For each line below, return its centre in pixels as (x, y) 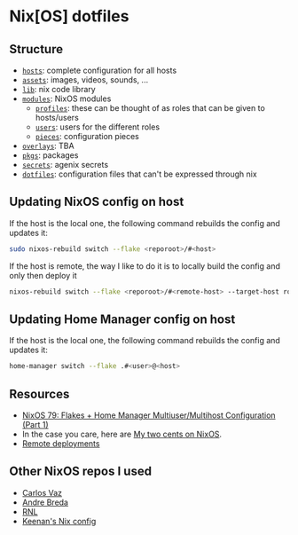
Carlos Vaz (42, 492)
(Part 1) (35, 425)
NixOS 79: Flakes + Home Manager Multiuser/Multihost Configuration (149, 415)
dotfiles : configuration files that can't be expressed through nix (139, 174)
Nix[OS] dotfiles (69, 16)
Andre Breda (45, 502)
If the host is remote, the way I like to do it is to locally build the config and (145, 266)
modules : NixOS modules (67, 98)
